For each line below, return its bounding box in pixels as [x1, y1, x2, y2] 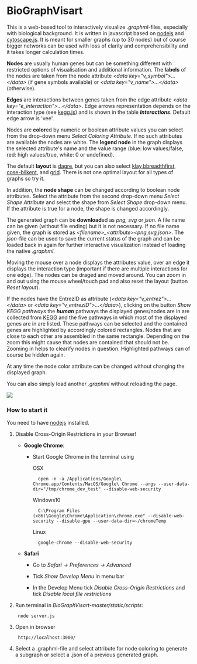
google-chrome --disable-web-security [37, 540, 133, 546]
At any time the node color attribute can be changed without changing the [6, 363, 185, 370]
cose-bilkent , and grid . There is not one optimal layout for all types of [6, 168, 174, 175]
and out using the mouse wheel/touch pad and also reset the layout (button [6, 277, 188, 284]
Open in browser [15, 624, 56, 631]
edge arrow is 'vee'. [6, 114, 54, 121]
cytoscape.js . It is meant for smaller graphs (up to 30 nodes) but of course [6, 36, 186, 43]
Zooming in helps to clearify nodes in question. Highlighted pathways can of [6, 345, 191, 352]
